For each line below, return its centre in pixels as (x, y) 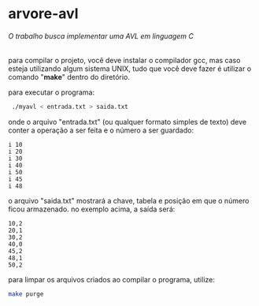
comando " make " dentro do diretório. (69, 77)
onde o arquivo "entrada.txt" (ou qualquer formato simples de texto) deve (127, 122)
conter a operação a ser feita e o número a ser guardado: (101, 130)
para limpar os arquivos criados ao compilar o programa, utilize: (111, 280)
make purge (26, 294)
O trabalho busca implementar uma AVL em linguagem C (101, 35)
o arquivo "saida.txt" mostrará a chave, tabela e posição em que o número (129, 201)
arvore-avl (43, 14)
